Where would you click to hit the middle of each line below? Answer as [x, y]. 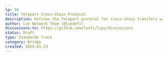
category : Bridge [23, 42]
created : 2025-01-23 [27, 47]
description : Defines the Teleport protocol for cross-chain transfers [81, 19]
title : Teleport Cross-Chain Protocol [45, 14]
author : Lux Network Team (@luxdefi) [44, 24]
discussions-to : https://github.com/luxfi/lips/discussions [69, 28]
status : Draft [20, 33]
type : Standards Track [29, 38]
